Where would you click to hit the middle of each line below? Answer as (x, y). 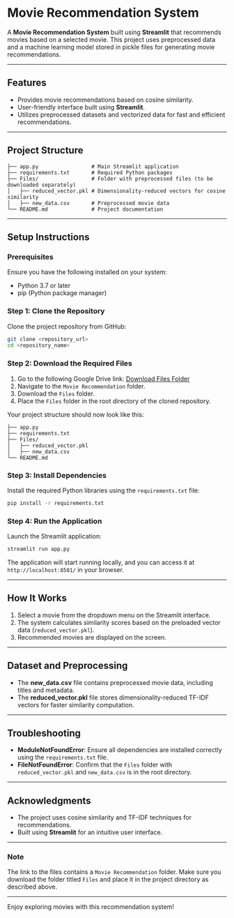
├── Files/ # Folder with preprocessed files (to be (110, 179)
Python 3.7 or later (44, 286)
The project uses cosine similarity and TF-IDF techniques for (104, 818)
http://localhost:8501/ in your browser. (65, 569)
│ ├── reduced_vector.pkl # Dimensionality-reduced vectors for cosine (117, 191)
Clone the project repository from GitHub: (67, 326)
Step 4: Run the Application (55, 521)
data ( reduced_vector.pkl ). (56, 630)
